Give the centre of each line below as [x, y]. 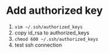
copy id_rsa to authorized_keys [52, 32]
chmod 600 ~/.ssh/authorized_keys [56, 39]
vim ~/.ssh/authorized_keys [48, 27]
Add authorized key [54, 11]
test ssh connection [38, 45]
